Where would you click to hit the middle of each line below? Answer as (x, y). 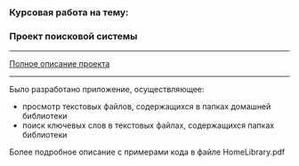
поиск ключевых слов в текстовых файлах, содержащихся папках (148, 125)
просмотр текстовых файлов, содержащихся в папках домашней (146, 107)
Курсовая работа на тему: (69, 12)
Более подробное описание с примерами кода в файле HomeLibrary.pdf (147, 152)
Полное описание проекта (60, 64)
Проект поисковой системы (73, 36)
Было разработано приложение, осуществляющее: (107, 90)
